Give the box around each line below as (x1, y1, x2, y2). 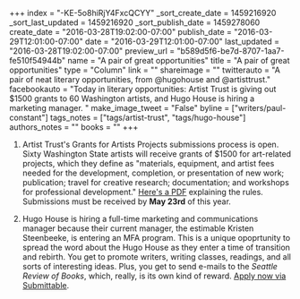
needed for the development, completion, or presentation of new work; (21, 167, 285, 178)
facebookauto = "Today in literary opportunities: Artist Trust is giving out (9, 84, 277, 94)
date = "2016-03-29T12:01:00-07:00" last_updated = (84, 36, 280, 47)
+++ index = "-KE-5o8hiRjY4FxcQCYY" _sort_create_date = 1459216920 (9, 8, 277, 18)
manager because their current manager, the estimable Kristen (21, 223, 254, 234)
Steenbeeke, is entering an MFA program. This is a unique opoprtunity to (21, 233, 291, 243)
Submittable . (21, 280, 70, 290)
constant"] (9, 112, 49, 123)
